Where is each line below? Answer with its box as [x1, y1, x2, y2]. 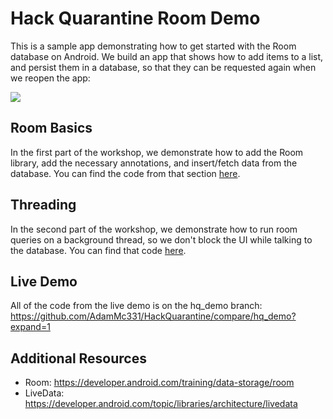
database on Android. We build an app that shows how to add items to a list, [10, 50, 324, 62]
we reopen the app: [10, 72, 91, 84]
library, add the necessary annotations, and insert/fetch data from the [10, 157, 298, 169]
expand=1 [10, 321, 51, 333]
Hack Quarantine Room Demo [10, 7, 261, 30]
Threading [10, 197, 77, 214]
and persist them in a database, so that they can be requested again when [10, 61, 317, 73]
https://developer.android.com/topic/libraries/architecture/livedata [24, 398, 298, 410]
